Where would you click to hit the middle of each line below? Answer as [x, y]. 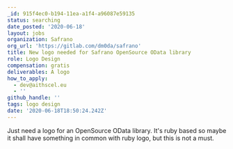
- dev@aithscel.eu [40, 85]
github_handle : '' [34, 98]
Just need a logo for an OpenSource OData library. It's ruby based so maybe [117, 130]
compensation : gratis [39, 65]
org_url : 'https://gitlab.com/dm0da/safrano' [74, 46]
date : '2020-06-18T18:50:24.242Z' [57, 111]
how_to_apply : [28, 78]
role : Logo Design [34, 59]
